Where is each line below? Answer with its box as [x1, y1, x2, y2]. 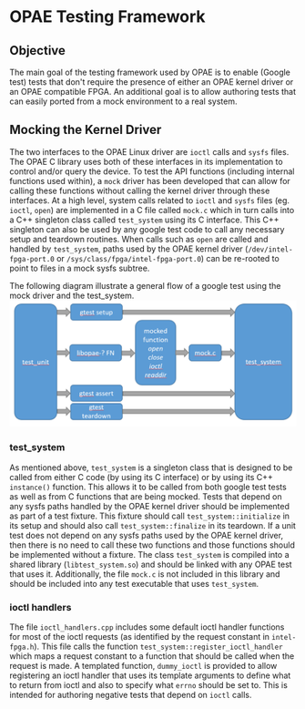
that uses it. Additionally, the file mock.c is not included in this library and [9, 568, 280, 580]
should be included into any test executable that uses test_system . [9, 578, 259, 589]
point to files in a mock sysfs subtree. [9, 262, 150, 273]
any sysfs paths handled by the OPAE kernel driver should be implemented [9, 500, 290, 511]
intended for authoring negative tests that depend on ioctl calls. [9, 689, 252, 700]
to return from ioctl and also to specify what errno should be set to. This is [9, 679, 289, 690]
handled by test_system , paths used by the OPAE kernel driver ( [9, 243, 249, 254]
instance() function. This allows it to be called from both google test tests [9, 481, 287, 492]
